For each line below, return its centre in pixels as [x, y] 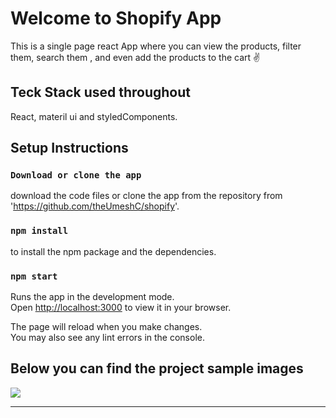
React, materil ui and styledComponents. [94, 116]
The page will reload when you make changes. [106, 327]
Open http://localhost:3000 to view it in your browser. [121, 308]
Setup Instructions [69, 148]
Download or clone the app [76, 175]
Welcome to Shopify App [116, 18]
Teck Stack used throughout [100, 92]
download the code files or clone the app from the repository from [146, 196]
